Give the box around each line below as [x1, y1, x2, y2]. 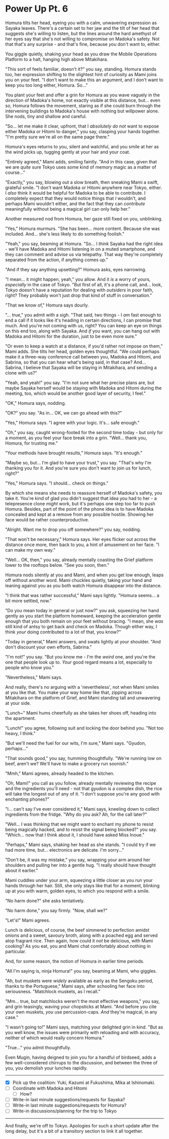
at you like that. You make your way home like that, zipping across [5, 689, 142, 695]
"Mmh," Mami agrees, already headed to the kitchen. [5, 770, 115, 776]
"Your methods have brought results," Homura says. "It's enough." [5, 450, 142, 456]
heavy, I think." [5, 730, 36, 736]
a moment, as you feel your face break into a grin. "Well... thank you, [5, 435, 147, 441]
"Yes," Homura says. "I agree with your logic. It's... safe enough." [5, 419, 140, 426]
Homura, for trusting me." [5, 440, 58, 446]
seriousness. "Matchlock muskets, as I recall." [5, 988, 101, 994]
